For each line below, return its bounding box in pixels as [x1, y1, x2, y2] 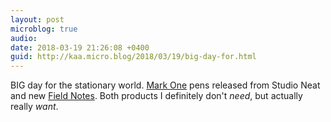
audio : [10, 33, 38, 43]
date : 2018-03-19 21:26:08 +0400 [10, 42, 150, 53]
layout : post [10, 14, 65, 25]
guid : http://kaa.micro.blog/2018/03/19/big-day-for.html [10, 52, 257, 62]
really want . [10, 101, 59, 113]
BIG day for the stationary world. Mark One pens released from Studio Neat [10, 79, 321, 91]
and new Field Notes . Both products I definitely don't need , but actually [10, 90, 303, 102]
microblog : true [10, 24, 78, 34]
